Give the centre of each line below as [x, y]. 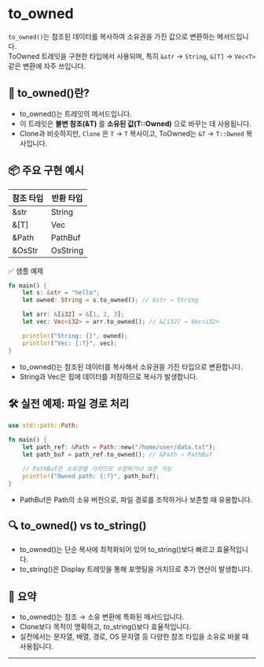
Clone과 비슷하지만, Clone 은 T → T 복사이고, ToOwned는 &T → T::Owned [132, 133]
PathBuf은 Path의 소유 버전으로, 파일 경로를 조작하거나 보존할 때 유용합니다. [136, 499]
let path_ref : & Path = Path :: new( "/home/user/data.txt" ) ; [119, 447]
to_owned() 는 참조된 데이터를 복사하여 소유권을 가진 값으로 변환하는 [112, 36]
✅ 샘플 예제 [26, 271]
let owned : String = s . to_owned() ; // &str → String [110, 300]
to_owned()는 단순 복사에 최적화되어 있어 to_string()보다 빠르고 [117, 550]
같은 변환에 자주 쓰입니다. [47, 66]
